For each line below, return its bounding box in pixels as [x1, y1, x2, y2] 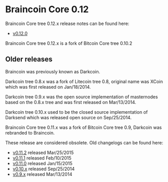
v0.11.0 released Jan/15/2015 [12, 160, 73, 166]
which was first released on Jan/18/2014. [5, 84, 91, 90]
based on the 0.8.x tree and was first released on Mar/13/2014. [5, 99, 137, 105]
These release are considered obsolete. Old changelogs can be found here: [5, 139, 163, 146]
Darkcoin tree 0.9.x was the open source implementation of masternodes [5, 93, 158, 100]
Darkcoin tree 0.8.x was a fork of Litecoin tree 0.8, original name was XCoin [5, 78, 163, 85]
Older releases [5, 55, 53, 64]
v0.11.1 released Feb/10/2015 [12, 154, 72, 161]
